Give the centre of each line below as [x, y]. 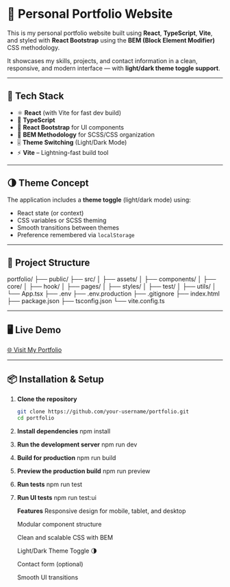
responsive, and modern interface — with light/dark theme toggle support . [114, 68]
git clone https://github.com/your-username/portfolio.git [103, 411]
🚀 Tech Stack [36, 96]
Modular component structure [59, 524]
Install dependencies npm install [64, 431]
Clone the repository [47, 399]
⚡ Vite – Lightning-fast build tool [63, 152]
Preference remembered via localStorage [76, 235]
